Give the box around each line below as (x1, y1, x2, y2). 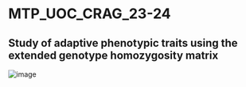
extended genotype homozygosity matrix (8, 48, 219, 62)
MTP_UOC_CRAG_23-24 (8, 5, 171, 23)
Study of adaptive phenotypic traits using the (8, 36, 238, 50)
